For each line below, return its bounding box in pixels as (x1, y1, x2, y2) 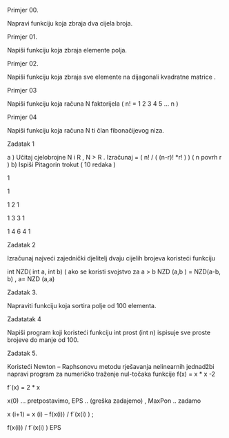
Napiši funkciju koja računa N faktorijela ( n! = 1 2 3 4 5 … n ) (7, 99, 179, 108)
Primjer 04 (7, 113, 37, 121)
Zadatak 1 (7, 140, 34, 148)
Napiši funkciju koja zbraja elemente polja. (7, 46, 128, 54)
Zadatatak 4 (7, 315, 41, 323)
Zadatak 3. (7, 288, 38, 296)
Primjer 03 (7, 86, 37, 94)
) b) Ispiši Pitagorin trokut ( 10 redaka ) (7, 160, 116, 169)
